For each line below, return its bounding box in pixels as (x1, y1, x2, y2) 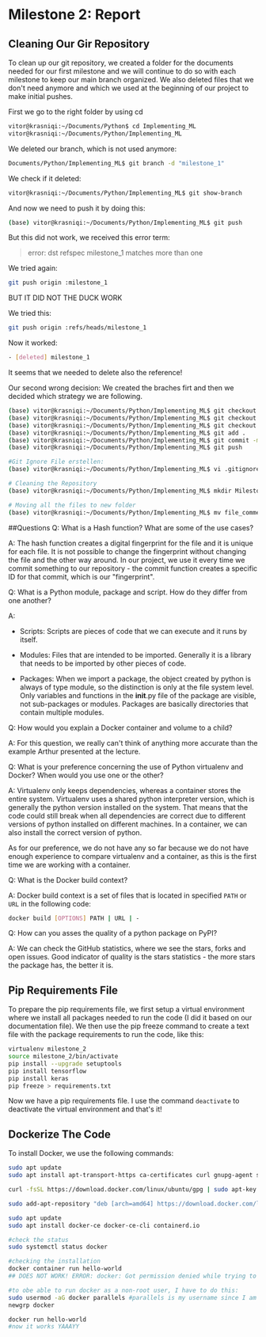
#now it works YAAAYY (8, 1323, 80, 1331)
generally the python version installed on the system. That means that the (8, 802, 249, 812)
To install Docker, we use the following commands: (8, 1149, 174, 1158)
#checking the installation (8, 1257, 101, 1266)
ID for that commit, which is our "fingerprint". (8, 572, 155, 581)
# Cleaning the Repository (8, 480, 97, 488)
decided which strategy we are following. (8, 392, 142, 401)
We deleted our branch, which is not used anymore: (8, 144, 177, 154)
